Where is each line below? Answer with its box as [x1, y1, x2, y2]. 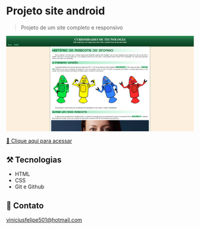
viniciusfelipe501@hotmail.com [6, 216, 82, 223]
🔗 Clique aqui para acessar [6, 137, 73, 144]
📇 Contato [6, 200, 44, 211]
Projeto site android [6, 4, 105, 18]
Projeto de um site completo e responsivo [20, 24, 123, 31]
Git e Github [14, 183, 45, 190]
